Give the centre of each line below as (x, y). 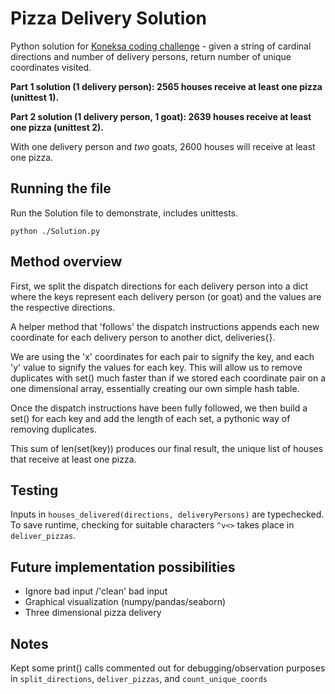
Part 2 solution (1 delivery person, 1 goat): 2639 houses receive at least (161, 116)
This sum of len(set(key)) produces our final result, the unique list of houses (167, 448)
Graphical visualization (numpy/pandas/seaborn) (125, 602)
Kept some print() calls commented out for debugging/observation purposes (168, 668)
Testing (34, 490)
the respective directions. (63, 307)
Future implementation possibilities (123, 567)
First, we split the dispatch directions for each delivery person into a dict (159, 286)
